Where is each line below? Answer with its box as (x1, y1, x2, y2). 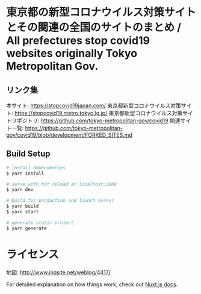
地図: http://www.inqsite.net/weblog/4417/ (6, 269, 111, 276)
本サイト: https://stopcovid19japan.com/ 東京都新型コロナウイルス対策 (6, 102, 182, 109)
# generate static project (6, 219, 74, 226)
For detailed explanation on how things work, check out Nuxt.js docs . (6, 281, 178, 288)
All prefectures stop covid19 (6, 34, 150, 48)
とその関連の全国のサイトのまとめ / (6, 20, 182, 34)
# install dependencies (6, 164, 66, 170)
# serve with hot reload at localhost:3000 (6, 181, 117, 187)
